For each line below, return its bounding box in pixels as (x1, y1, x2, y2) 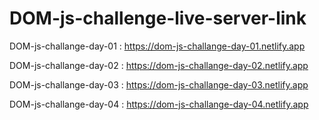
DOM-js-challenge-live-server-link (9, 7, 307, 30)
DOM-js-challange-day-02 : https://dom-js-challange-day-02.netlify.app (9, 59, 309, 71)
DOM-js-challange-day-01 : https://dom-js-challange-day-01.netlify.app (9, 40, 306, 52)
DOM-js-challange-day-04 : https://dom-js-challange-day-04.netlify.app (9, 98, 309, 110)
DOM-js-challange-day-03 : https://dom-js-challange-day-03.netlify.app (9, 78, 309, 91)
